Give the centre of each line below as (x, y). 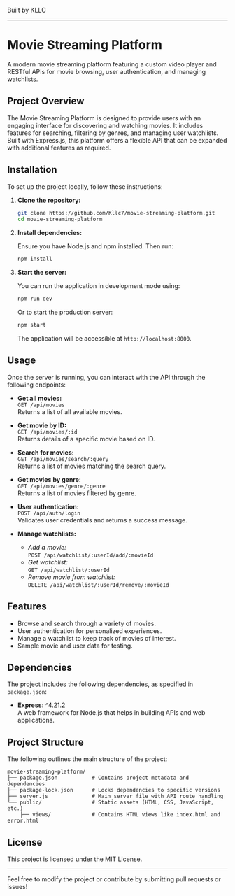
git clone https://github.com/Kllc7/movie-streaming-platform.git (116, 213)
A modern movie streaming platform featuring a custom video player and (112, 64)
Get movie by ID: (42, 425)
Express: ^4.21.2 (41, 705)
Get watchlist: (48, 562)
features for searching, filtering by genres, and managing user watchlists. (113, 133)
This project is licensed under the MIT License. (75, 859)
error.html (23, 821)
